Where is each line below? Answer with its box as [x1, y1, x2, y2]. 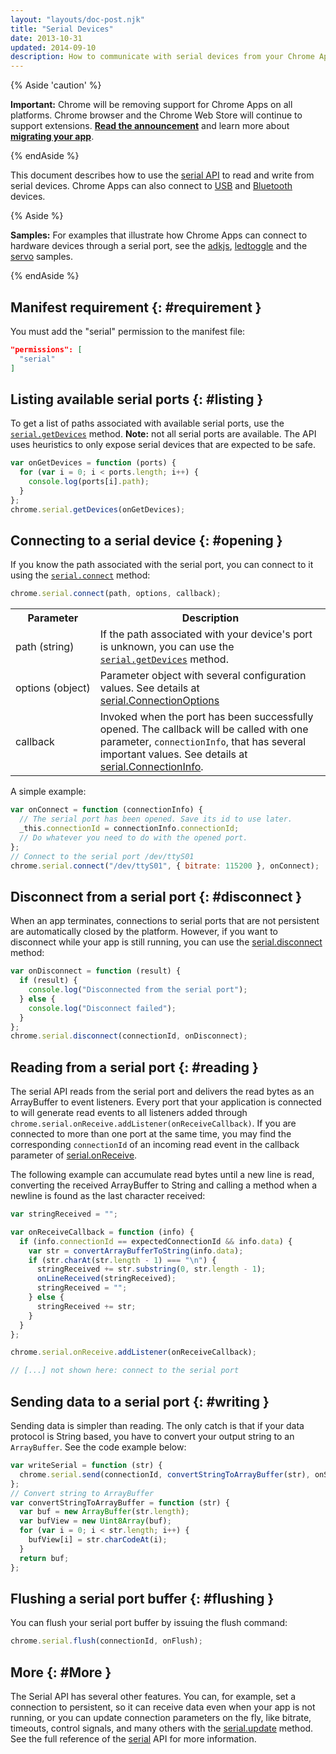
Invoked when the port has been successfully [99, 710, 314, 724]
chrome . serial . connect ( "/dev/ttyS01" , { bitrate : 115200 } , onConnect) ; [10, 861, 320, 871]
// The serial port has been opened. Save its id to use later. [19, 814, 293, 825]
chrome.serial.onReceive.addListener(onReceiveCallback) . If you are [10, 1117, 297, 1130]
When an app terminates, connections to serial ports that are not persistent [10, 915, 320, 927]
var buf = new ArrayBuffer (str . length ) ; [19, 1507, 190, 1517]
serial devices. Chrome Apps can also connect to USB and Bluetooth [10, 180, 293, 192]
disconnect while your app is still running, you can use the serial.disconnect [10, 936, 323, 948]
